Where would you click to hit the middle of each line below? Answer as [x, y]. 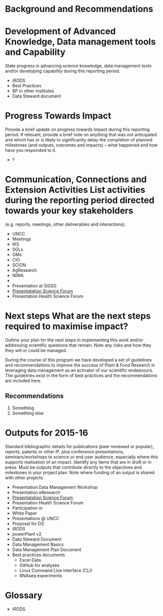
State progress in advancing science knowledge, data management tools [78, 66]
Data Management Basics [38, 544]
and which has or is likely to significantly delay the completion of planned [79, 140]
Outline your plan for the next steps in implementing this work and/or [74, 340]
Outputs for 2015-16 [47, 433]
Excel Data [30, 560]
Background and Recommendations [79, 9]
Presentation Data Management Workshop [55, 487]
